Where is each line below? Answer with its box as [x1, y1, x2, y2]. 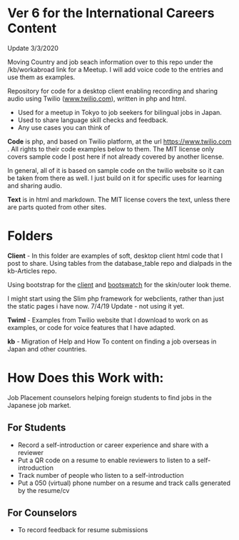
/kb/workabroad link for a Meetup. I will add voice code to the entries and [7, 65, 223, 74]
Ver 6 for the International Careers [7, 5, 215, 21]
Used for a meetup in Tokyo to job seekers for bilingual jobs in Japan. [17, 108, 223, 116]
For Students [7, 421, 66, 434]
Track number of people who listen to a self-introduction [17, 471, 184, 479]
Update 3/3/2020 [7, 44, 59, 52]
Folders [7, 228, 54, 244]
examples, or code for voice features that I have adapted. [7, 323, 176, 331]
